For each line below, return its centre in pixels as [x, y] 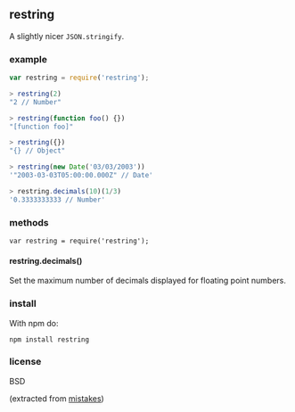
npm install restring [49, 339]
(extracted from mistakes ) [57, 398]
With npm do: [34, 323]
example [28, 59]
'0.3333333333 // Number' [57, 200]
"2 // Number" [36, 102]
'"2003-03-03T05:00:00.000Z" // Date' [81, 176]
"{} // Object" [37, 151]
